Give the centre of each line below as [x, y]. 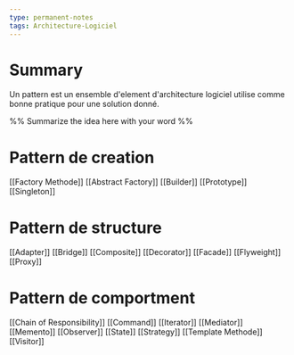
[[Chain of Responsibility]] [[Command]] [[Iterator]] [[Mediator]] [126, 323]
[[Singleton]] [33, 192]
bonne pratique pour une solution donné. [85, 104]
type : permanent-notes [51, 17]
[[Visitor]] [27, 342]
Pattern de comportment [102, 297]
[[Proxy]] [25, 262]
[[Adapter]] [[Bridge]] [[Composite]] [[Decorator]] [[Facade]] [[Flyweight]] [145, 252]
